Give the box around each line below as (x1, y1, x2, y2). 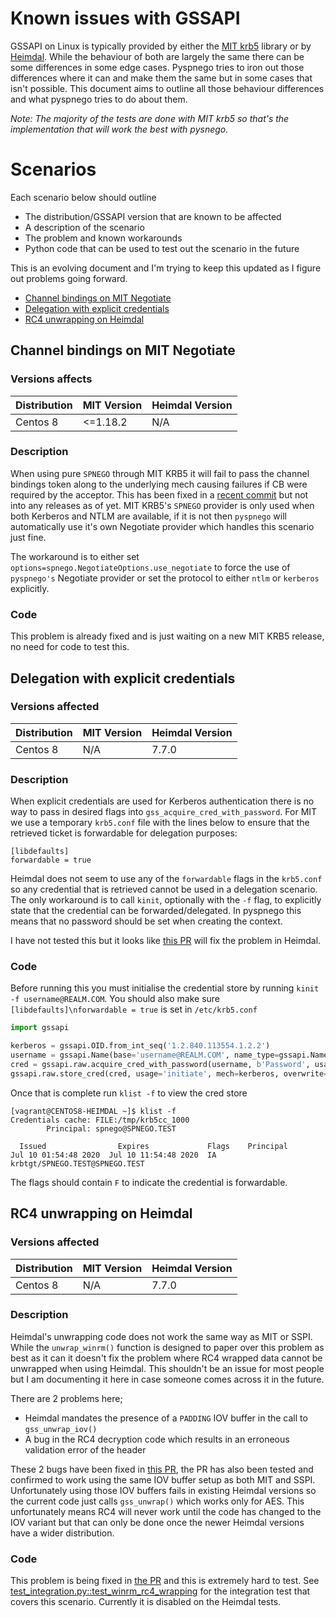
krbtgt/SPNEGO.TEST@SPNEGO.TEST (10, 1158, 145, 1169)
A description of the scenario (24, 221, 145, 233)
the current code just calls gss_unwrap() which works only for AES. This (10, 1495, 305, 1507)
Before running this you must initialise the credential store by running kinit (10, 982, 320, 994)
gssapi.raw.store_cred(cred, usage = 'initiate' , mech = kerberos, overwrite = (10, 1068, 329, 1079)
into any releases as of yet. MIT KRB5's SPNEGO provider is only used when (10, 499, 315, 511)
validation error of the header (24, 1443, 147, 1456)
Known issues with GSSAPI (10, 7, 241, 30)
